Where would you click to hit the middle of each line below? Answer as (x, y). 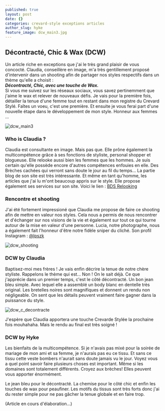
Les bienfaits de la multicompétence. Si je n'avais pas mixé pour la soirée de (82, 348)
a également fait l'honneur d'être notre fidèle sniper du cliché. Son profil (78, 231)
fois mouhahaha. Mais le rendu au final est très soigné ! (61, 324)
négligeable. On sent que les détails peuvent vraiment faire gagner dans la (81, 295)
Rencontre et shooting (33, 199)
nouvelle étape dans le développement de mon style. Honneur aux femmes (81, 111)
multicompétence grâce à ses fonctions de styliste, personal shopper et (78, 155)
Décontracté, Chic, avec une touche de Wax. (52, 85)
